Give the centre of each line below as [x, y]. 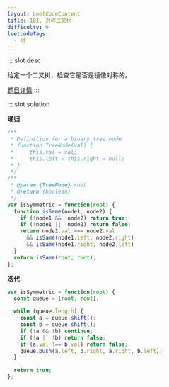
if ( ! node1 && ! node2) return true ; [74, 218]
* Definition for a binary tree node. [68, 139]
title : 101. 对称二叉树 [40, 21]
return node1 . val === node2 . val [68, 231]
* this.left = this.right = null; [68, 159]
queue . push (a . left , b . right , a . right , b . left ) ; [91, 351]
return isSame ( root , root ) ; [55, 257]
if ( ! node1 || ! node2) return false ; [76, 225]
